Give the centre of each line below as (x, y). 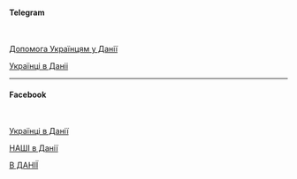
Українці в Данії (39, 131)
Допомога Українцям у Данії (63, 49)
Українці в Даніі (39, 66)
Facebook (28, 94)
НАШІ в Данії (34, 148)
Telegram (27, 12)
